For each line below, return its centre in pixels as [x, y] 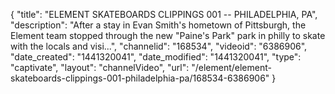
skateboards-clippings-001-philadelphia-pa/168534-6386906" [140, 78]
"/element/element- [231, 67]
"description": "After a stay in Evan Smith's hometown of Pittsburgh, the [158, 25]
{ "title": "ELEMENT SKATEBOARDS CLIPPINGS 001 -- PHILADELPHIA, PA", [164, 14]
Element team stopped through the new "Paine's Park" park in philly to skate [168, 35]
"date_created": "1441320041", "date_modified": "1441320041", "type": [156, 57]
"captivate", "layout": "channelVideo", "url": [100, 67]
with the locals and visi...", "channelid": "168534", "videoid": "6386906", [159, 46]
